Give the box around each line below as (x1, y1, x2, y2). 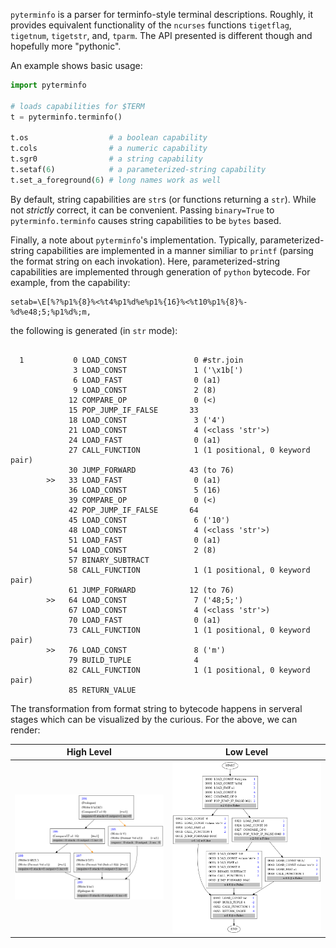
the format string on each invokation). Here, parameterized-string (10, 255, 281, 267)
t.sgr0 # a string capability (10, 154, 203, 164)
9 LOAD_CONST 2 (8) (73, 385, 217, 395)
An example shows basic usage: (10, 60, 143, 71)
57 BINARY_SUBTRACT (68, 555, 150, 565)
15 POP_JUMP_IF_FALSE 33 (68, 405, 199, 415)
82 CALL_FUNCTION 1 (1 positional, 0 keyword (68, 665, 311, 675)
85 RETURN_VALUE (68, 685, 137, 695)
